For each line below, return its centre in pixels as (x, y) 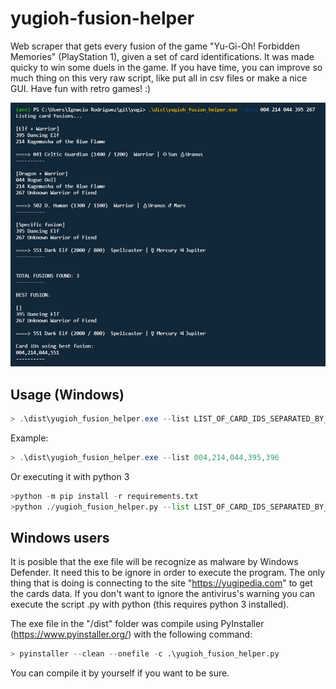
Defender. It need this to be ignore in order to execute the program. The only (168, 573)
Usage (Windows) (67, 394)
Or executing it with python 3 (70, 476)
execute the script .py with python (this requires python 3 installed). (150, 604)
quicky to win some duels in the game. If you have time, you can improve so (166, 67)
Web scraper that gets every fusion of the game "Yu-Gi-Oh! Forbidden (155, 46)
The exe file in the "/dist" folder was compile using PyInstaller (137, 624)
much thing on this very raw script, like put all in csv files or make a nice (159, 78)
